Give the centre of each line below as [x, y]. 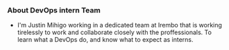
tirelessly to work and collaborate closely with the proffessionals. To [114, 32]
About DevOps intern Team [54, 10]
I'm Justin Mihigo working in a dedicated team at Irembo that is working [119, 25]
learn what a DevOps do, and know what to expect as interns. [105, 40]
